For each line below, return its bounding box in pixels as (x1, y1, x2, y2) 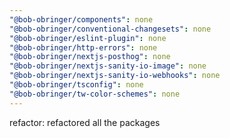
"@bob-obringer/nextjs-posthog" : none (9, 52, 171, 62)
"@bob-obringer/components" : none (9, 14, 154, 25)
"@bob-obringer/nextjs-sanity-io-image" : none (9, 61, 207, 71)
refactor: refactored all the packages (9, 116, 161, 128)
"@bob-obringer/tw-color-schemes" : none (9, 89, 181, 99)
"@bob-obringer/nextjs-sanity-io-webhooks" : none (9, 71, 221, 81)
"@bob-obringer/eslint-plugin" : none (9, 33, 167, 43)
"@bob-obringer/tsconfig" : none (9, 80, 144, 90)
